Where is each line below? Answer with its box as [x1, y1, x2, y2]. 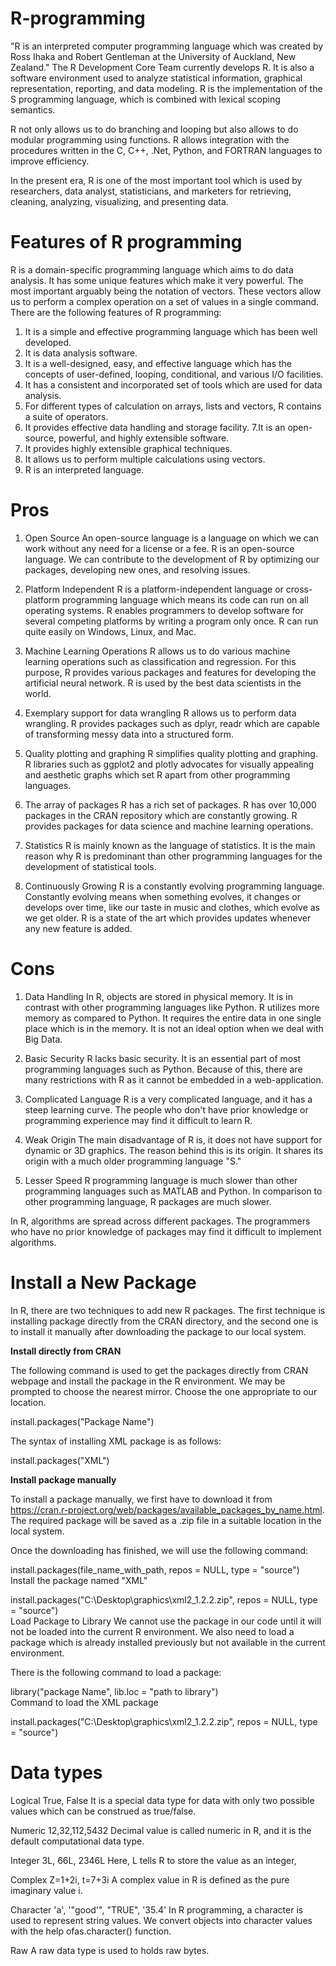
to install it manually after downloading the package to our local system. [10, 1325, 307, 1337]
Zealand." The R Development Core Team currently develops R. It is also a [10, 61, 315, 73]
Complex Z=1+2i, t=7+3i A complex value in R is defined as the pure [10, 1873, 290, 1886]
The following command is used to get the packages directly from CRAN [10, 1364, 309, 1376]
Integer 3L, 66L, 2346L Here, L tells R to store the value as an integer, [10, 1854, 297, 1866]
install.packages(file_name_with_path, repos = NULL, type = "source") [10, 1563, 300, 1576]
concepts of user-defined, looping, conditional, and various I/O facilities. [24, 368, 324, 380]
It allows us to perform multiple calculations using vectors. [24, 453, 266, 465]
